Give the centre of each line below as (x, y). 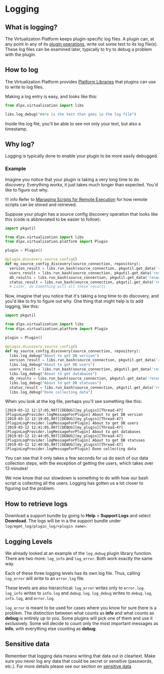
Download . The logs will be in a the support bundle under (63, 521)
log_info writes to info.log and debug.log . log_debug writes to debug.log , (79, 593)
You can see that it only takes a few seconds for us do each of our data (77, 458)
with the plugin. (21, 54)
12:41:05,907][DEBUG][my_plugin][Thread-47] (77, 427)
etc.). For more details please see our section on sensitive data (68, 666)
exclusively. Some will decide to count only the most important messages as (82, 624)
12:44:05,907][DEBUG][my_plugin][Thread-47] (77, 436)
